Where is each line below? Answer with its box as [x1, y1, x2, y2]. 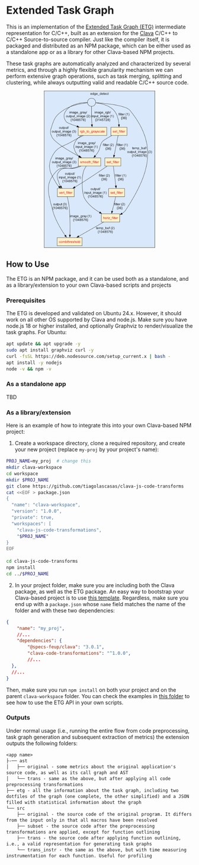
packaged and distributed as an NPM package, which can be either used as [6, 42, 191, 49]
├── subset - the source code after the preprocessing [17, 823, 155, 829]
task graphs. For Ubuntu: [6, 329, 67, 336]
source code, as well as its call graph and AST [6, 769, 129, 775]
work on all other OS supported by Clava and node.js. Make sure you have [6, 316, 188, 324]
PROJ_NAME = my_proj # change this [6, 458, 92, 464]
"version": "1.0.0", [11, 508, 62, 514]
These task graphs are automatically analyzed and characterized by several [6, 60, 191, 67]
